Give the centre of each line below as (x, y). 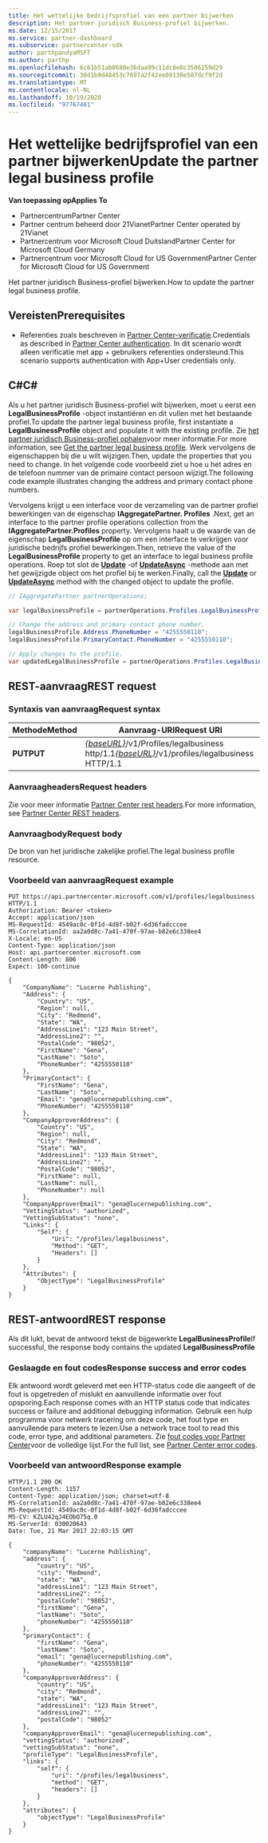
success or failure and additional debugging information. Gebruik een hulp (130, 1411)
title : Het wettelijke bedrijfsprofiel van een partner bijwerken (121, 16)
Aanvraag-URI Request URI (170, 730)
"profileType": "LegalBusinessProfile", (91, 1754)
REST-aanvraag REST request (83, 686)
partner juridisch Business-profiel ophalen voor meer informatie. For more (128, 438)
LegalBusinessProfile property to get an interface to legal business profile (131, 556)
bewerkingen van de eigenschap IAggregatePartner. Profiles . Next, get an (131, 513)
